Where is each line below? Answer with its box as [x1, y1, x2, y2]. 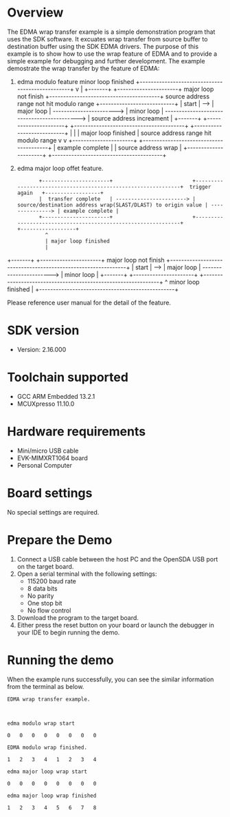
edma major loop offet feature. [16, 164, 104, 172]
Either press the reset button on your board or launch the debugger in [16, 621, 214, 629]
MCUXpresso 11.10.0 [16, 400, 75, 408]
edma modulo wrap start [7, 720, 76, 727]
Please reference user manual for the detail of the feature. [7, 298, 172, 307]
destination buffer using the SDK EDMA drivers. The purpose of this [7, 42, 199, 50]
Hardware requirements [7, 424, 146, 439]
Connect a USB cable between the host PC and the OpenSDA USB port [16, 555, 218, 563]
